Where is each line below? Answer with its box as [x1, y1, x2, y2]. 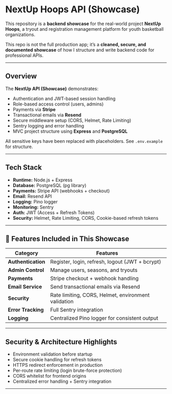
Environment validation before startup [12, 351, 93, 357]
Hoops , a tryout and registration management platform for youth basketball [5, 26, 164, 32]
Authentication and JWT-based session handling [12, 95, 116, 101]
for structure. [5, 143, 33, 150]
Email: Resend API [12, 193, 52, 199]
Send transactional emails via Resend [50, 283, 140, 291]
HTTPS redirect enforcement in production [12, 362, 103, 368]
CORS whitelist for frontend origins [12, 373, 87, 379]
